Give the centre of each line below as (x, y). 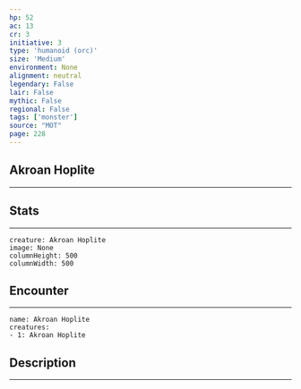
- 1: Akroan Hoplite (48, 335)
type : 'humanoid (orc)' (54, 51)
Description (43, 363)
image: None (31, 248)
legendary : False (42, 84)
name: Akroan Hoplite (50, 320)
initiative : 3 (36, 42)
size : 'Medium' (38, 59)
